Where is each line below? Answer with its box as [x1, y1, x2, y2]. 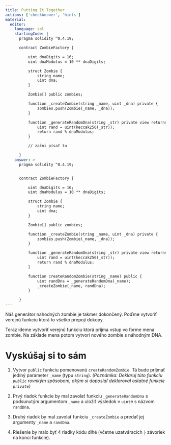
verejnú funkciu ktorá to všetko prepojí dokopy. [5, 317, 104, 322]
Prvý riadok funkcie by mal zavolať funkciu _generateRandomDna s [12, 393, 149, 399]
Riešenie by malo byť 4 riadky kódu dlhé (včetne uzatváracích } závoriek [12, 429, 165, 435]
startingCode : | [14, 31, 49, 36]
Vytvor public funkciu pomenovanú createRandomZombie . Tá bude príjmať [12, 366, 165, 373]
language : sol [14, 27, 44, 32]
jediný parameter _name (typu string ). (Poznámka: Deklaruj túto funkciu [12, 372, 163, 378]
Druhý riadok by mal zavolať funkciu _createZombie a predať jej [12, 413, 144, 419]
